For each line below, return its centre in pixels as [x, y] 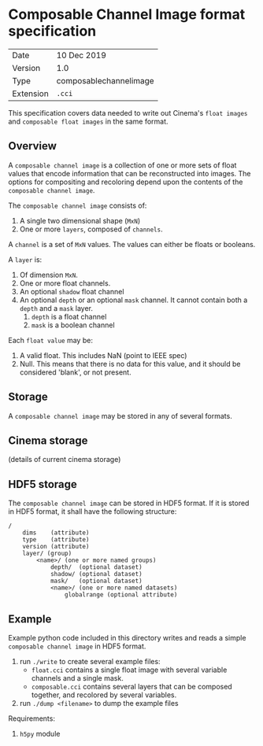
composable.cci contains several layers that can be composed [131, 687]
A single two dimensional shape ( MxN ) [80, 220]
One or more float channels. [65, 283]
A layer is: [25, 259]
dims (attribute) [56, 533]
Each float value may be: [50, 340]
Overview [33, 146]
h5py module [40, 734]
